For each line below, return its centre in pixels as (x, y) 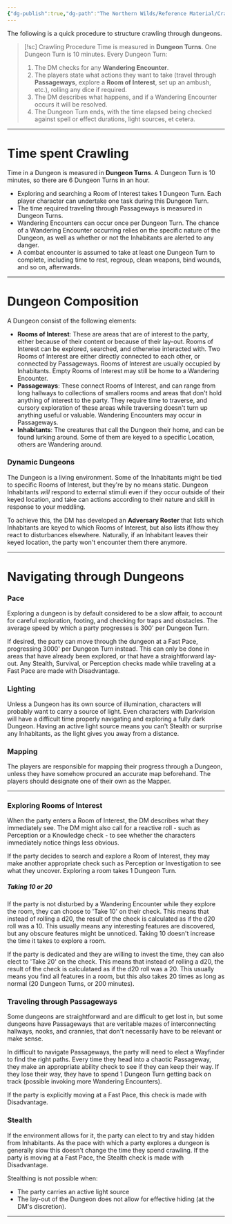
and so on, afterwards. (49, 267)
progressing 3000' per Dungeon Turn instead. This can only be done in (108, 649)
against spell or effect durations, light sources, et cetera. (115, 119)
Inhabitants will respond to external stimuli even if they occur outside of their (116, 492)
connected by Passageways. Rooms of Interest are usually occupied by (119, 363)
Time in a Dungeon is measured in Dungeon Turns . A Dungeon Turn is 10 (111, 172)
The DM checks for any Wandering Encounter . (101, 67)
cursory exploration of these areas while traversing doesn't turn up (113, 407)
